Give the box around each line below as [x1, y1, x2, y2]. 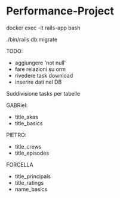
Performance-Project [6, 4, 115, 18]
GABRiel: [6, 101, 28, 109]
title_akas [14, 113, 39, 120]
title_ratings [14, 179, 44, 186]
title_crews [14, 143, 42, 150]
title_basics [14, 119, 43, 127]
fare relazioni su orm [14, 65, 66, 73]
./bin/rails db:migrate [6, 36, 58, 43]
